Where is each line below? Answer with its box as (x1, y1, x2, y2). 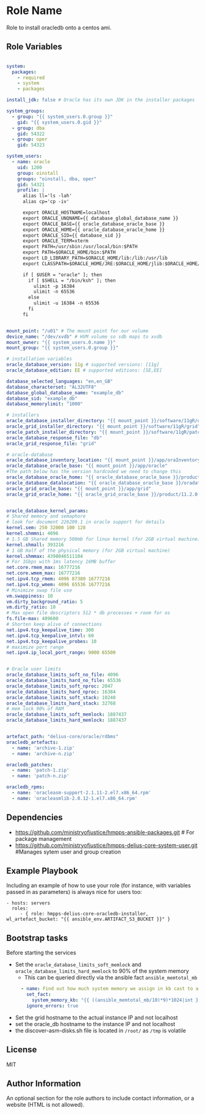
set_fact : (26, 991, 51, 998)
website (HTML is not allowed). (6, 1101, 85, 1109)
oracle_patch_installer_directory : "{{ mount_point (6, 429, 140, 435)
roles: (12, 906, 29, 912)
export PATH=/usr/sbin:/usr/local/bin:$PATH (22, 244, 138, 250)
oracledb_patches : (6, 761, 53, 768)
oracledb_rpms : (6, 784, 45, 790)
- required (17, 75, 45, 81)
